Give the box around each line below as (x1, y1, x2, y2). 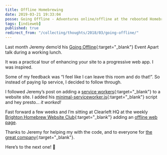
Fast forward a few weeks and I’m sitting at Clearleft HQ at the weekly (5, 109, 148, 115)
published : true (5, 26, 39, 31)
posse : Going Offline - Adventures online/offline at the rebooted (5, 16, 148, 21)
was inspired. (5, 64, 33, 70)
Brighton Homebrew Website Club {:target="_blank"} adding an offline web (5, 114, 158, 120)
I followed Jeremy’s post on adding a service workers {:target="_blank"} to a (5, 89, 161, 94)
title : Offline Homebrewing (5, 7, 64, 12)
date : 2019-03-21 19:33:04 (5, 12, 61, 17)
